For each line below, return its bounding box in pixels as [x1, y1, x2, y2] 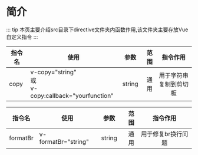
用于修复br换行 [140, 130, 183, 138]
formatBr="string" [39, 137, 90, 146]
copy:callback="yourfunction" [30, 91, 114, 100]
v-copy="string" [30, 68, 77, 76]
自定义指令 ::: [6, 33, 38, 40]
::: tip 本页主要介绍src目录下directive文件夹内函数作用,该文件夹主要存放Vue [6, 26, 189, 33]
